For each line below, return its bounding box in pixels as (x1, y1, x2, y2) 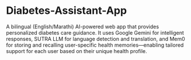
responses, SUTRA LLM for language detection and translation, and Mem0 (6, 35, 185, 42)
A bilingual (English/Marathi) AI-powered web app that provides (6, 23, 159, 30)
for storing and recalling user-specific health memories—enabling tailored (6, 42, 184, 48)
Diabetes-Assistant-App (6, 4, 127, 17)
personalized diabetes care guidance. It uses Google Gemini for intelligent (6, 29, 184, 36)
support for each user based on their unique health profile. (6, 47, 147, 54)
